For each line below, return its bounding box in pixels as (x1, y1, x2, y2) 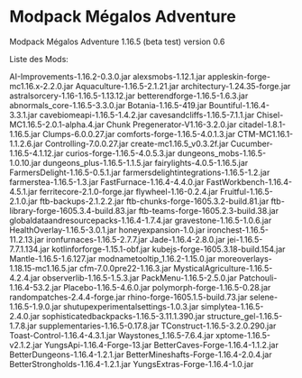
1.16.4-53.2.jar (9, 281, 61, 292)
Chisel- (256, 109, 284, 120)
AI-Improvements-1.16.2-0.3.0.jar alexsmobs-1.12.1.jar (9, 70, 206, 82)
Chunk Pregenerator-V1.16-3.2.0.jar (106, 119, 237, 130)
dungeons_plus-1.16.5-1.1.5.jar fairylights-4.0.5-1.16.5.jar (42, 157, 249, 168)
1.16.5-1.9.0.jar (9, 300, 61, 312)
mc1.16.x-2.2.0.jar (9, 80, 74, 91)
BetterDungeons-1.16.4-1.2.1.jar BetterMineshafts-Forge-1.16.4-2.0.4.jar (9, 349, 272, 360)
